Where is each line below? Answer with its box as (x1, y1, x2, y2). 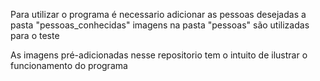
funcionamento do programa (10, 60, 128, 71)
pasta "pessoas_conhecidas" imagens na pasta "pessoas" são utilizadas (10, 19, 310, 31)
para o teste (10, 30, 60, 41)
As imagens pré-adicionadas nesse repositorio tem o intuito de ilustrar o (10, 49, 308, 61)
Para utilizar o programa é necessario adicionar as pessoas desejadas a (10, 9, 307, 20)
